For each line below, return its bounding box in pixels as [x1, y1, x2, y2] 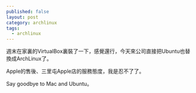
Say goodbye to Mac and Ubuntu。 [6, 81, 92, 88]
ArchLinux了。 [16, 55, 52, 62]
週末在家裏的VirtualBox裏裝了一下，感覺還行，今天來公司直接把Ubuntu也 [6, 48, 185, 55]
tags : [6, 25, 20, 31]
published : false [6, 8, 49, 15]
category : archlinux [6, 20, 58, 25]
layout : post [6, 14, 39, 20]
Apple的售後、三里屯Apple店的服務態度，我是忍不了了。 [6, 68, 145, 75]
